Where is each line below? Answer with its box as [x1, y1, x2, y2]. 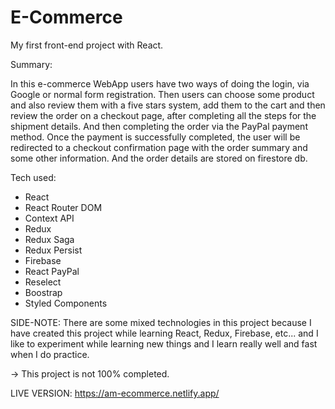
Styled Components [24, 297, 108, 309]
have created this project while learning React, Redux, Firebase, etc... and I [10, 327, 319, 339]
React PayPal [24, 265, 80, 277]
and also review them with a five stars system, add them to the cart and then [10, 99, 326, 111]
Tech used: [10, 171, 57, 183]
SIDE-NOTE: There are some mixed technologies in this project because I [10, 316, 312, 328]
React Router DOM [24, 201, 103, 213]
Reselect [24, 276, 62, 288]
